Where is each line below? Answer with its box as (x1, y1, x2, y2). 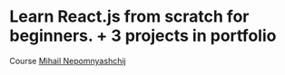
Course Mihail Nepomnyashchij (9, 55, 126, 66)
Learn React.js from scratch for (9, 6, 250, 27)
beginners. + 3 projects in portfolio (9, 25, 277, 46)
